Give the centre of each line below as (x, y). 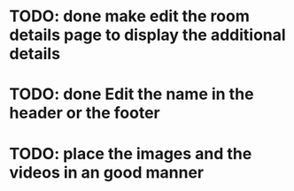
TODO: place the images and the (131, 153)
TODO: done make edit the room (129, 16)
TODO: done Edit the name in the (132, 94)
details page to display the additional (147, 35)
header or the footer (85, 113)
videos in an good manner (107, 172)
